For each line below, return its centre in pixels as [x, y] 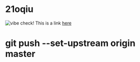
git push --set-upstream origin [70, 43]
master [20, 54]
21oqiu [19, 9]
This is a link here [53, 23]
